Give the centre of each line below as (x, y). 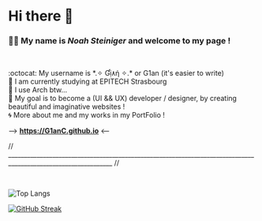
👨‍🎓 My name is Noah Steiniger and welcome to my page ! (120, 41)
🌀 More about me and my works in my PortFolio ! (87, 115)
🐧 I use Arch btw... (38, 90)
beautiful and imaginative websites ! (67, 107)
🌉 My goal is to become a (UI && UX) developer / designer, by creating (122, 99)
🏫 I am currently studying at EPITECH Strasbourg (88, 81)
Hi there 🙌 (41, 16)
